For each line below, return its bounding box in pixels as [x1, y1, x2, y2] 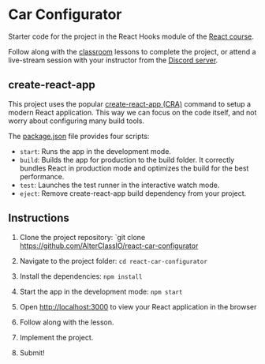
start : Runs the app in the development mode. [19, 146, 172, 156]
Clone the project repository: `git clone [19, 232, 146, 242]
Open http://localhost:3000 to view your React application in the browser [19, 302, 257, 311]
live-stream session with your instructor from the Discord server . [8, 55, 218, 65]
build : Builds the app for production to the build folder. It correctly [19, 155, 235, 164]
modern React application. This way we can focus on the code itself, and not [8, 107, 257, 117]
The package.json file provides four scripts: [8, 131, 150, 141]
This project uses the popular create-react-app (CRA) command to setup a [8, 99, 251, 108]
